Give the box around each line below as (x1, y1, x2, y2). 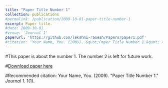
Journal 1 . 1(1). (5, 78, 35, 84)
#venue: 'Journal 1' (5, 30, 48, 35)
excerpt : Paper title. (5, 21, 52, 26)
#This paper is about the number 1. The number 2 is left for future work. (5, 53, 153, 59)
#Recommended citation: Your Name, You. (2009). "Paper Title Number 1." (5, 73, 159, 79)
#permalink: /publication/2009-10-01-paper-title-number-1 (5, 16, 131, 21)
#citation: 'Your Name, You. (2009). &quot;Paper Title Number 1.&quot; (5, 40, 160, 45)
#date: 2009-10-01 (5, 26, 43, 31)
